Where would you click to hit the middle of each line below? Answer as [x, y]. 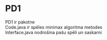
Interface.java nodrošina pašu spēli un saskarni [53, 32]
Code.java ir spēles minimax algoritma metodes [54, 27]
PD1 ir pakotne [20, 22]
